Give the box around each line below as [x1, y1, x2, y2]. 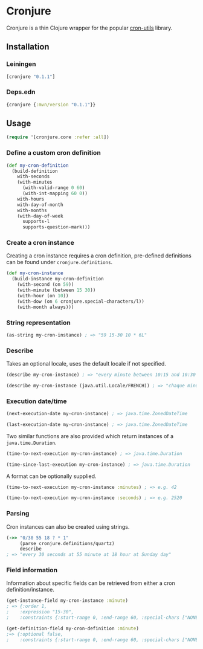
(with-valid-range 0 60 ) [22, 185, 85, 191]
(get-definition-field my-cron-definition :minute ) [6, 625, 139, 631]
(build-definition [11, 168, 59, 174]
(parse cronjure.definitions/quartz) [19, 540, 115, 546]
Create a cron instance [6, 239, 74, 247]
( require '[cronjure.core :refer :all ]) [6, 134, 110, 140]
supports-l [22, 219, 50, 225]
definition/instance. [6, 586, 54, 593]
